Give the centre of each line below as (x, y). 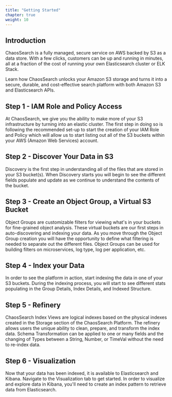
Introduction (26, 40)
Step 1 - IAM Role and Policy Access (64, 106)
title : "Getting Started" (33, 10)
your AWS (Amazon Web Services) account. (52, 140)
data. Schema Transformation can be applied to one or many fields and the (84, 334)
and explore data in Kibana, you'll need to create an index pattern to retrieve (86, 384)
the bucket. (17, 185)
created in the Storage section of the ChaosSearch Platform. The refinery (83, 323)
